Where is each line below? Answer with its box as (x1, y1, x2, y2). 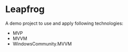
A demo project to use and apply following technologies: (5, 20, 123, 26)
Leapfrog (5, 4, 45, 15)
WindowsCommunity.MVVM (12, 40, 72, 46)
